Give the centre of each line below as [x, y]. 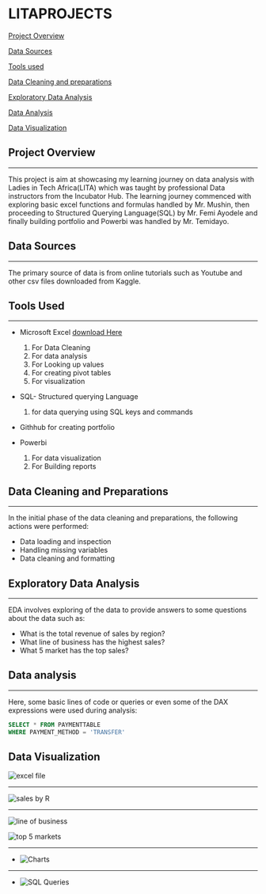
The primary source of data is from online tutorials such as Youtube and [125, 272]
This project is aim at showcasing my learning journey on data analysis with [131, 179]
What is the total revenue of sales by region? [92, 633]
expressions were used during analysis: [73, 710]
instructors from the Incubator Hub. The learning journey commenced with [130, 196]
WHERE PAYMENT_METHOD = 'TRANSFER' [67, 732]
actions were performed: [49, 527]
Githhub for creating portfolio [67, 428]
